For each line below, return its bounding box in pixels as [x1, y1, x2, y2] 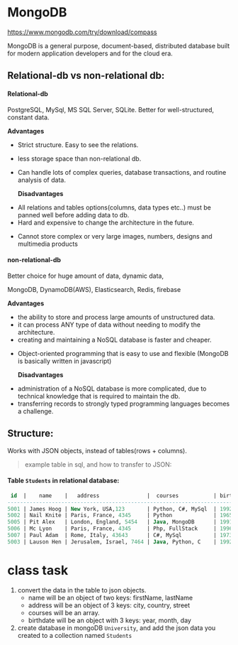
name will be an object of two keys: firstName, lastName [28, 593, 193, 602]
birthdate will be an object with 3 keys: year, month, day [28, 616, 191, 624]
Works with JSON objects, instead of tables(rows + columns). [7, 446, 188, 455]
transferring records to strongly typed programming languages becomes [17, 399, 230, 408]
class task [7, 562, 69, 578]
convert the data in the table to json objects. [17, 585, 147, 594]
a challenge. [17, 406, 54, 416]
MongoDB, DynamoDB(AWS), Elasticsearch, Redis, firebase [7, 285, 181, 293]
